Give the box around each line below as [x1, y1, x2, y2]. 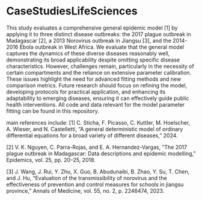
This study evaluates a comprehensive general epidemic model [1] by [6, 24, 178, 31]
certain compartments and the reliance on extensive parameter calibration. [6, 69, 192, 76]
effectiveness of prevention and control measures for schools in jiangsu [6, 181, 184, 188]
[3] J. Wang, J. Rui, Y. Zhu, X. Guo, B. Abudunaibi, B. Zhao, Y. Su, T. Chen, [6, 167, 190, 175]
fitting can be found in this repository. [6, 107, 99, 114]
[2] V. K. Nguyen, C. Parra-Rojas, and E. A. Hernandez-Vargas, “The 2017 [6, 143, 188, 151]
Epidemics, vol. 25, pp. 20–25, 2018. [6, 156, 96, 163]
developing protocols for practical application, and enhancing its [6, 88, 166, 95]
